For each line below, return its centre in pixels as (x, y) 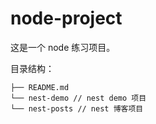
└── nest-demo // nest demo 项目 (78, 98)
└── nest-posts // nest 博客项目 (77, 108)
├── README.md (40, 87)
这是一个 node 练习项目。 (63, 47)
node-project (66, 18)
